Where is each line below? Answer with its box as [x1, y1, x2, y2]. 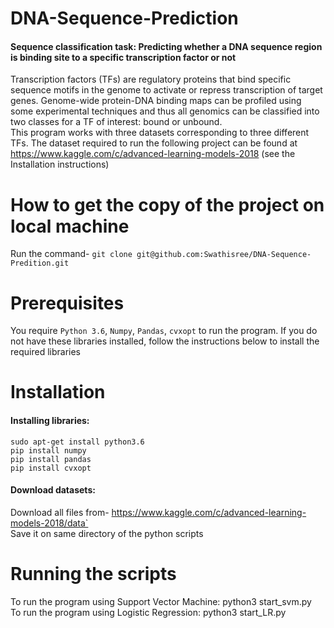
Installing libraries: [10, 415, 90, 427]
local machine [10, 215, 130, 237]
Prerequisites [10, 292, 125, 314]
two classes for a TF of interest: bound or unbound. [10, 116, 223, 128]
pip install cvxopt [10, 463, 92, 473]
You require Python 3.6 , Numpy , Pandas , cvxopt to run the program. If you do [10, 325, 318, 337]
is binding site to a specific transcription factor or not [10, 51, 237, 63]
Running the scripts [10, 563, 177, 586]
